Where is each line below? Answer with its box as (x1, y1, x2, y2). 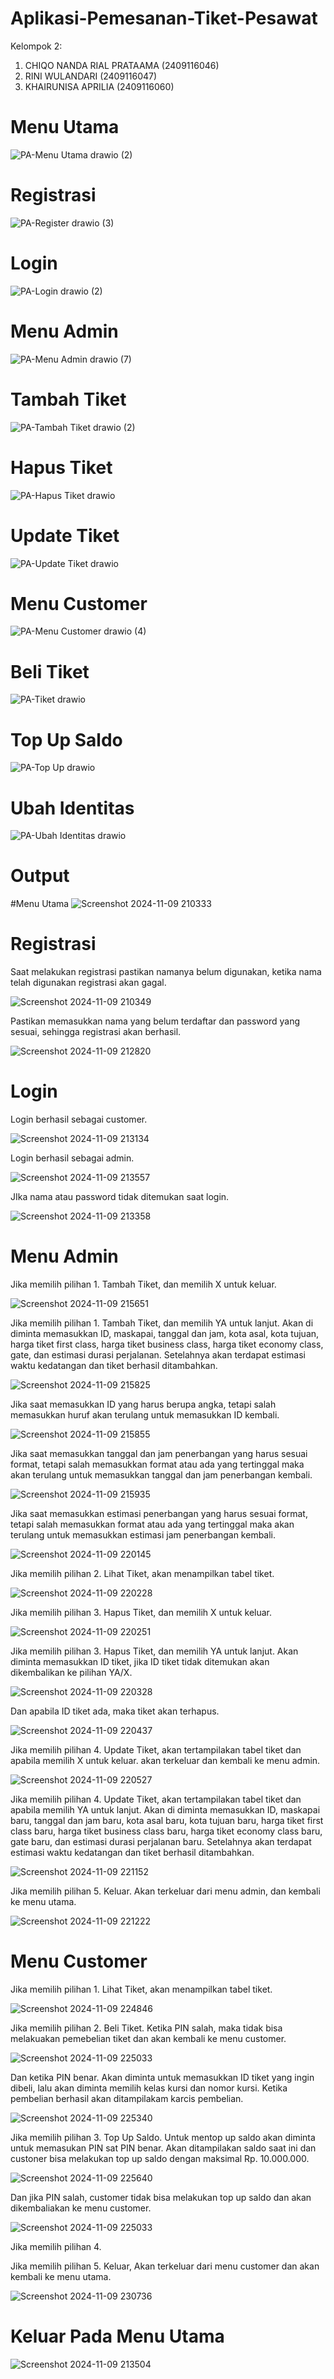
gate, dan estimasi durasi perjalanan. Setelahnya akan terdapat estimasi (10, 1349, 306, 1361)
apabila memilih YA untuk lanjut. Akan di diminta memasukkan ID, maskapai (10, 1804, 321, 1816)
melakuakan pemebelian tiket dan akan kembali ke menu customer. (10, 2032, 287, 2044)
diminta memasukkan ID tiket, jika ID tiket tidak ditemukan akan (10, 1656, 270, 1667)
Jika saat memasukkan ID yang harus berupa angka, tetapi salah (10, 1398, 277, 1410)
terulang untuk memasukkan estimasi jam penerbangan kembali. (10, 1529, 277, 1541)
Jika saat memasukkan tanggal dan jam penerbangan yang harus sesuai (10, 1448, 308, 1459)
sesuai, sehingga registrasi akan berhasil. (10, 1026, 182, 1038)
